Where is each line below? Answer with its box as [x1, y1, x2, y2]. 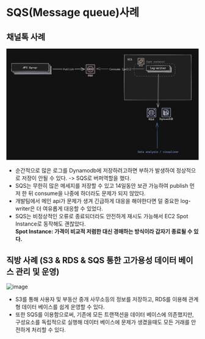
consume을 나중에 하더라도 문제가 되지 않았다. [34, 190, 146, 197]
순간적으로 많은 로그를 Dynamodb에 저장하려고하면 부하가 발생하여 [15, 167, 175, 174]
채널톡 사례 [6, 32, 46, 42]
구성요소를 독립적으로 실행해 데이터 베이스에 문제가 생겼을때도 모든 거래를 [15, 318, 190, 326]
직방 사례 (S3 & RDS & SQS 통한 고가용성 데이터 [6, 255, 177, 265]
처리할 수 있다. [31, 326, 66, 334]
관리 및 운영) [15, 266, 60, 277]
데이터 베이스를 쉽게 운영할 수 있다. [21, 303, 105, 311]
